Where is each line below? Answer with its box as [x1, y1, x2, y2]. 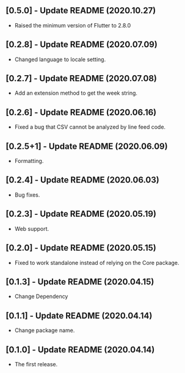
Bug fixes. [14, 191, 40, 198]
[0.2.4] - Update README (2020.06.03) [5, 175, 159, 186]
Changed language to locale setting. [14, 56, 106, 63]
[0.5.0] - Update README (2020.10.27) [5, 5, 156, 16]
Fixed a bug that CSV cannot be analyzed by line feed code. [14, 123, 166, 131]
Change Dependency [14, 293, 68, 300]
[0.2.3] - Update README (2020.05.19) [5, 209, 157, 219]
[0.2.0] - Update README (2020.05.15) [5, 243, 157, 253]
